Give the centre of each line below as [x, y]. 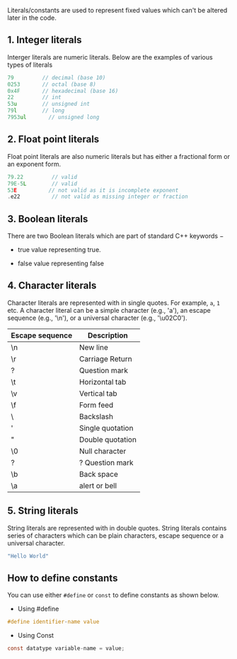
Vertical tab [98, 393]
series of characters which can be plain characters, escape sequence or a [116, 536]
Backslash [96, 416]
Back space [98, 474]
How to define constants [63, 578]
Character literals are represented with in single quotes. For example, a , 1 [114, 303]
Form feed [96, 405]
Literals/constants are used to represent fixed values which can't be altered [117, 10]
